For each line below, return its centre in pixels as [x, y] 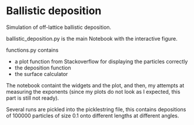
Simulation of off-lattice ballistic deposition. [59, 27]
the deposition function [43, 68]
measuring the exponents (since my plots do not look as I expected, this [93, 91]
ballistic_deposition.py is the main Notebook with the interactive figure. [92, 38]
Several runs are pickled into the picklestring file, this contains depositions [96, 109]
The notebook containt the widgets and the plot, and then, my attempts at [95, 85]
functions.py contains [32, 50]
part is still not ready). [33, 98]
